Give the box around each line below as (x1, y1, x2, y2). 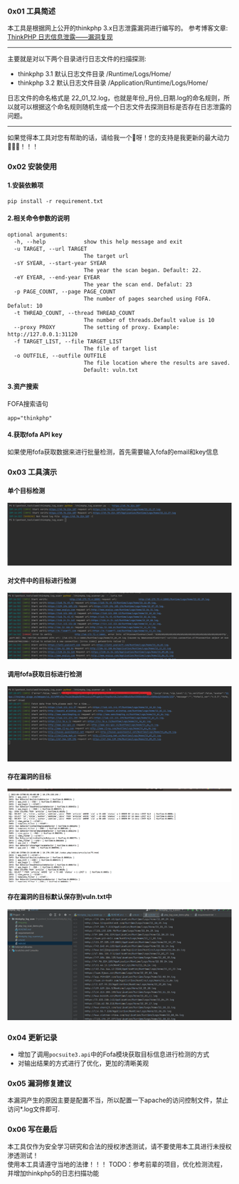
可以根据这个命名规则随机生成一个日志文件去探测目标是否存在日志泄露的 (19, 103, 232, 111)
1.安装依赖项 (7, 180, 44, 189)
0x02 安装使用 (7, 162, 58, 172)
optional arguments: (7, 231, 69, 238)
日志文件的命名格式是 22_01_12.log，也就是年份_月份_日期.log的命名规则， (7, 94, 224, 103)
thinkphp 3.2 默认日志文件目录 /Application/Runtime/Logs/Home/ (17, 78, 208, 87)
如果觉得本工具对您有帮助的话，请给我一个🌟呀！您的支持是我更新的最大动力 (7, 133, 230, 142)
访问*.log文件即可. (7, 1105, 60, 1113)
